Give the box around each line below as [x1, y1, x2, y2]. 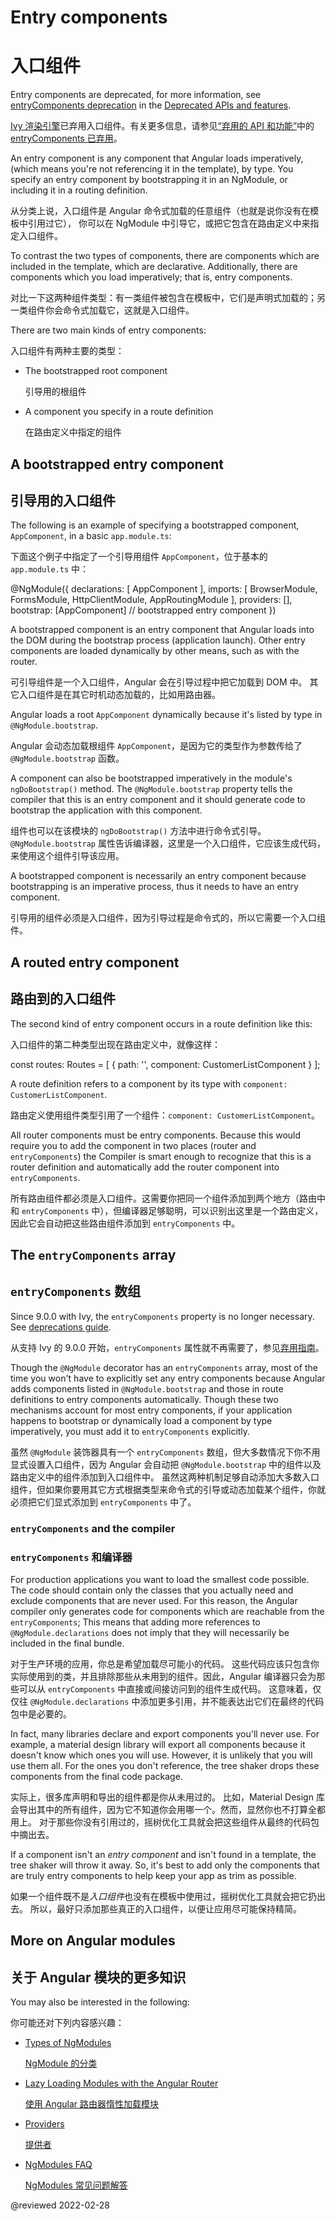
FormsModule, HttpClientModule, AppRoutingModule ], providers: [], [10, 594, 293, 606]
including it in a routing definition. [10, 184, 148, 196]
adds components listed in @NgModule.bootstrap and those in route [10, 1382, 284, 1395]
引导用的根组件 [24, 386, 87, 398]
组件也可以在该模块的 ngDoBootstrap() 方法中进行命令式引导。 [10, 825, 267, 837]
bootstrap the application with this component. [10, 804, 203, 816]
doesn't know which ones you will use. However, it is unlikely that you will [10, 1749, 313, 1761]
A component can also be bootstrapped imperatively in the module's [10, 772, 293, 785]
